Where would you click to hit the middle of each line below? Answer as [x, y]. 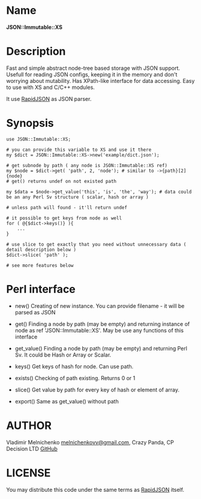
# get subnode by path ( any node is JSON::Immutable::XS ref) [87, 165]
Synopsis [30, 123]
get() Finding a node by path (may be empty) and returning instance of [102, 324]
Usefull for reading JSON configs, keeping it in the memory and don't [92, 74]
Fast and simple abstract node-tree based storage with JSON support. [93, 68]
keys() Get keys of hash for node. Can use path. [74, 366]
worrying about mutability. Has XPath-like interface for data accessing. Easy [100, 81]
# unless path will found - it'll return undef [67, 207]
